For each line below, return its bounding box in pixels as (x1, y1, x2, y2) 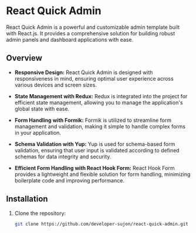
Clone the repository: (14, 209, 66, 217)
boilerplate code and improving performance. (14, 177, 125, 184)
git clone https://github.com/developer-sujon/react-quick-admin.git (14, 221, 189, 227)
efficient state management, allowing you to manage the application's (14, 99, 183, 106)
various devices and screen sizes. (14, 81, 97, 88)
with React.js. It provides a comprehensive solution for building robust (6, 29, 175, 36)
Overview (6, 53, 43, 63)
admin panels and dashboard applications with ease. (6, 36, 134, 43)
